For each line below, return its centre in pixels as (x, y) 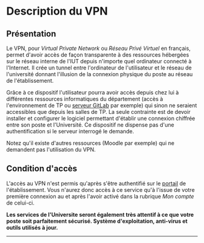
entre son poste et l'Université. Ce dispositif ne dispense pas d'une (90, 125)
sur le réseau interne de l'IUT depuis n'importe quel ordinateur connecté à (99, 61)
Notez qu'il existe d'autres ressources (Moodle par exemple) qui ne (90, 143)
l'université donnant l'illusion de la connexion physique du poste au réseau (100, 74)
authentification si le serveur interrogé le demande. (70, 131)
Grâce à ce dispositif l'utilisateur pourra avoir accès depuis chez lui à (93, 92)
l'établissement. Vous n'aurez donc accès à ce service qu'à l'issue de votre (101, 189)
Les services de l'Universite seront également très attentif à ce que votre (100, 214)
